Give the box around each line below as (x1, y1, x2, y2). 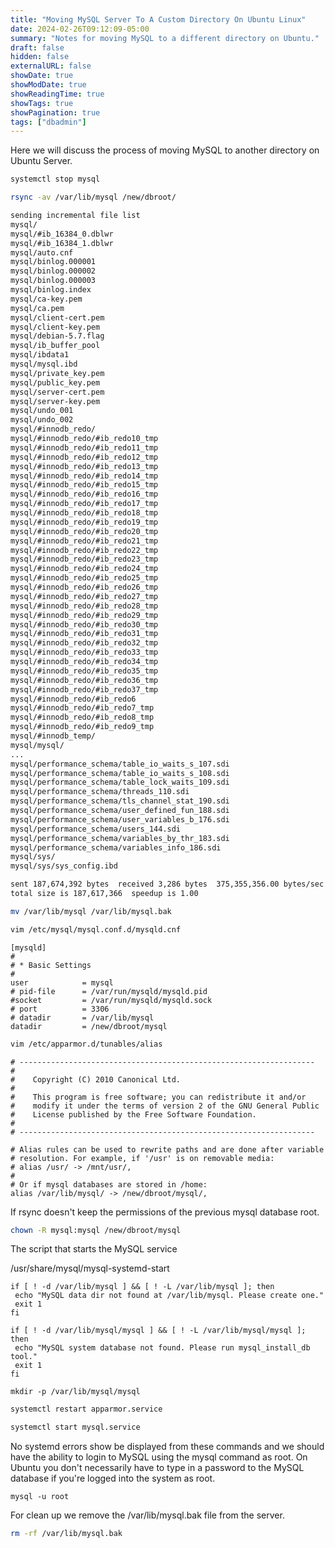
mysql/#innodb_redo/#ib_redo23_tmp (10, 554, 159, 565)
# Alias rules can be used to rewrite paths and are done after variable (10, 1144, 325, 1155)
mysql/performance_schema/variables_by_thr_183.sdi (10, 833, 230, 843)
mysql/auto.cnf (10, 247, 74, 258)
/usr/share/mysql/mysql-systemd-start (10, 1262, 170, 1275)
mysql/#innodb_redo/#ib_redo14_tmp (10, 471, 159, 481)
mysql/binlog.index (10, 285, 92, 295)
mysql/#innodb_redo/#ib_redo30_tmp (10, 619, 159, 630)
